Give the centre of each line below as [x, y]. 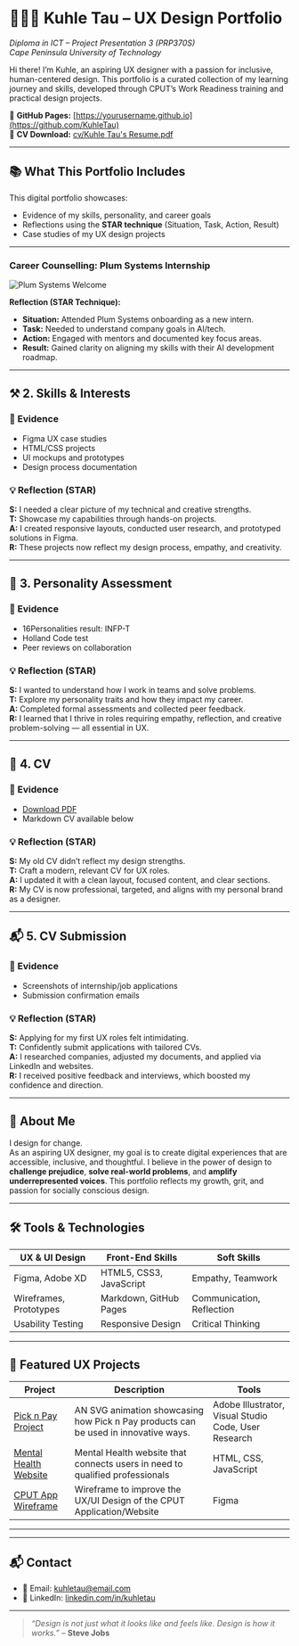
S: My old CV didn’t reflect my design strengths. [97, 861]
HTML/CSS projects [59, 448]
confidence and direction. [57, 1085]
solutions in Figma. [44, 538]
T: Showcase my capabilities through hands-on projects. [113, 519]
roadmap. [40, 358]
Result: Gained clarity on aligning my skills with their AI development [148, 348]
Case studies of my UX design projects [94, 234]
